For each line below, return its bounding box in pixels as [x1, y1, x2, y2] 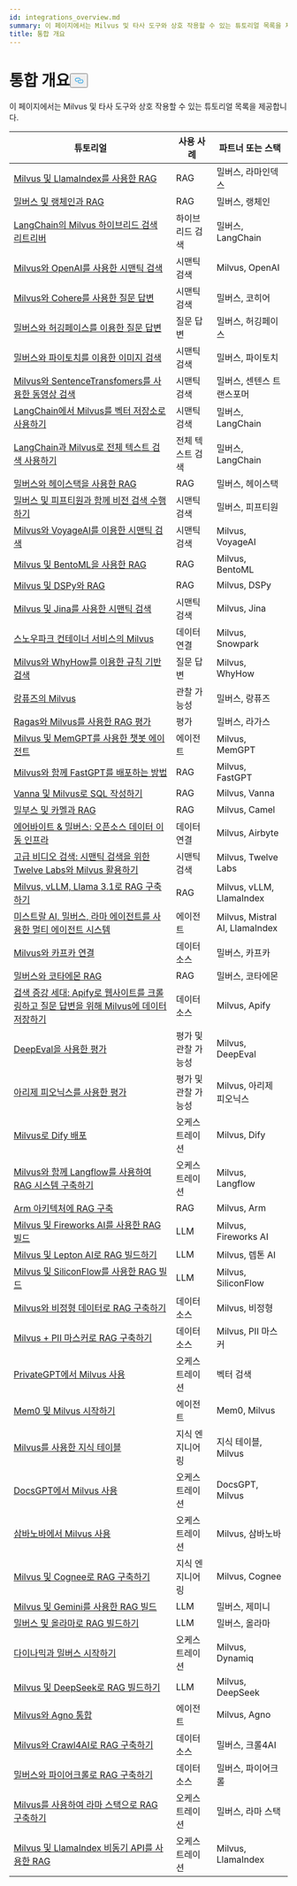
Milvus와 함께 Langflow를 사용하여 [13, 1166, 152, 1178]
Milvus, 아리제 [216, 1080, 274, 1092]
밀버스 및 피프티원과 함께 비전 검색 [13, 495, 148, 507]
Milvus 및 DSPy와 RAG [13, 580, 106, 592]
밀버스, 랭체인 [216, 196, 271, 208]
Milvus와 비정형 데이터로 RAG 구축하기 [13, 1302, 166, 1314]
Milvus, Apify [216, 999, 271, 1012]
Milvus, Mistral [216, 911, 277, 923]
